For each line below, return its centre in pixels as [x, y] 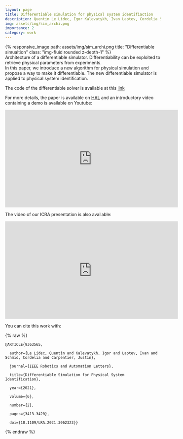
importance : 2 [20, 28]
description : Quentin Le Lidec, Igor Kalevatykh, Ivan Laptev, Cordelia [81, 19]
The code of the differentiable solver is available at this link [65, 88]
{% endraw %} [20, 432]
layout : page [18, 10]
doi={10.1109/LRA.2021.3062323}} [44, 423]
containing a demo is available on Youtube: [49, 103]
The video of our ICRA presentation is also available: [58, 214]
